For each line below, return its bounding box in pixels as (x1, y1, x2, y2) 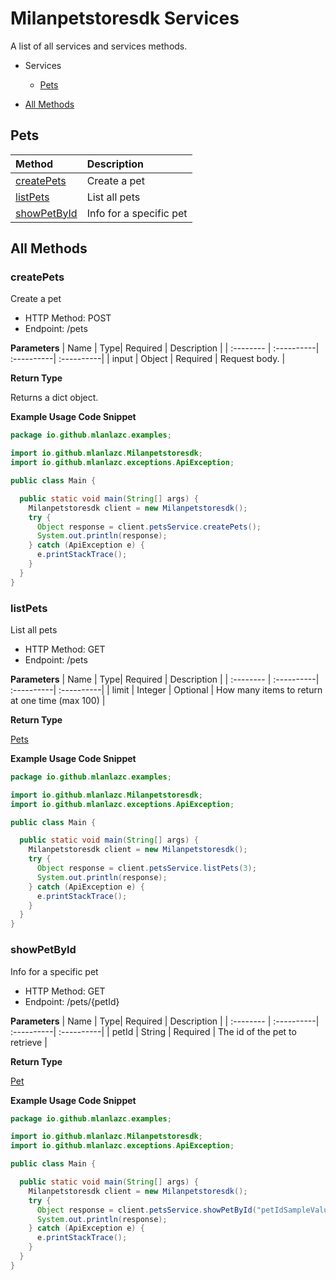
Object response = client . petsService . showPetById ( (36, 1205, 257, 1215)
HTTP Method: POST (24, 312, 112, 324)
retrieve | (10, 1036, 48, 1048)
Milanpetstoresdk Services (10, 7, 240, 30)
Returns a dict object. (10, 392, 99, 404)
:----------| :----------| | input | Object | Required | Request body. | (10, 353, 286, 365)
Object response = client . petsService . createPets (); (36, 522, 262, 532)
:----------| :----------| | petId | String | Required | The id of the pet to (10, 1025, 297, 1037)
